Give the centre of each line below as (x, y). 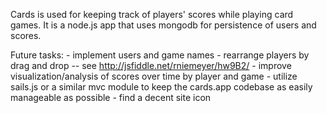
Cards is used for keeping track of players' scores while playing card (152, 14)
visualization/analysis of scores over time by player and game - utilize (154, 76)
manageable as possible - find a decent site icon (111, 97)
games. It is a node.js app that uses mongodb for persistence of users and (163, 25)
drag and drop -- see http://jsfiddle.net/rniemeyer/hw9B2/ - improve (151, 65)
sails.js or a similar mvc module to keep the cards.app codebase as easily (161, 87)
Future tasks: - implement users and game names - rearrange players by (160, 55)
